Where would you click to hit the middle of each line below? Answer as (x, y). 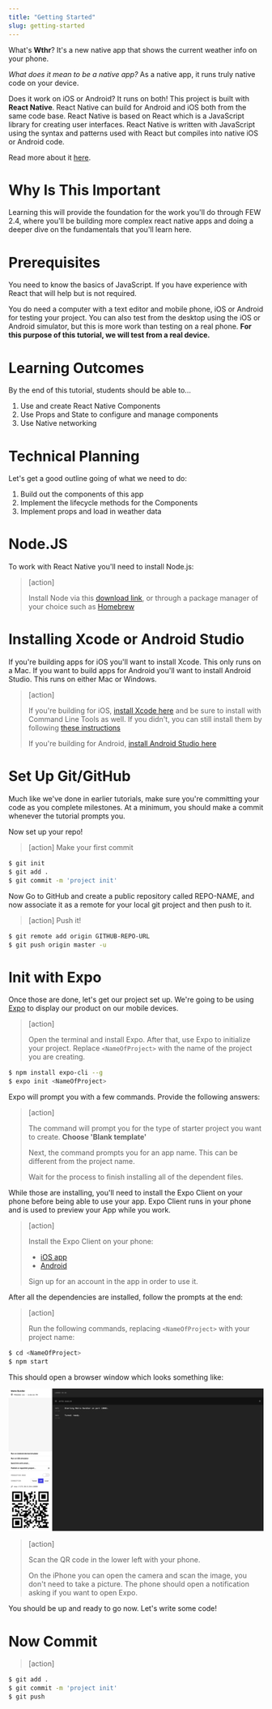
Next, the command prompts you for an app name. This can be (133, 1153)
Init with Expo (55, 977)
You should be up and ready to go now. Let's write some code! (113, 1608)
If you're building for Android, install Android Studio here (122, 744)
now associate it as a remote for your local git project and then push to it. (130, 904)
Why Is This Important (85, 190)
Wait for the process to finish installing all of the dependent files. (136, 1177)
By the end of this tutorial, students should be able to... (100, 390)
